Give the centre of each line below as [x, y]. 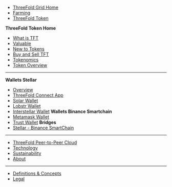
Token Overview [30, 65]
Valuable [22, 43]
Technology [25, 148]
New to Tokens [28, 49]
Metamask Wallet [31, 117]
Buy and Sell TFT [31, 54]
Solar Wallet [25, 101]
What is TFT [26, 38]
